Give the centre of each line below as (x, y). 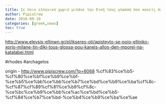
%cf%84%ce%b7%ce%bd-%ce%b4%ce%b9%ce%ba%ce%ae (71, 97)
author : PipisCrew (24, 14)
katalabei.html (19, 52)
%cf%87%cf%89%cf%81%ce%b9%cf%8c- (51, 87)
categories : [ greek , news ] (32, 23)
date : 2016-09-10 (23, 19)
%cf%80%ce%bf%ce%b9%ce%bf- (42, 77)
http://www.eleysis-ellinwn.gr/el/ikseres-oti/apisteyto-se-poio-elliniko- (77, 42)
